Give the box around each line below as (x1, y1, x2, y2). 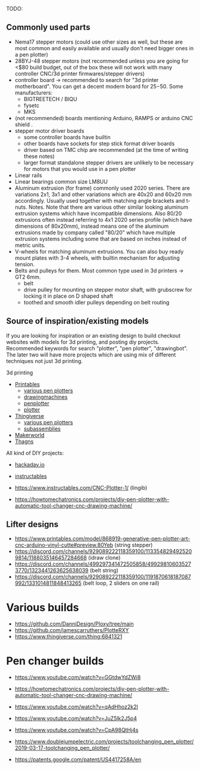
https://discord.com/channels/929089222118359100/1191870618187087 (14, 573, 192, 581)
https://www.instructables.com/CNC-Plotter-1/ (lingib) (14, 484, 148, 491)
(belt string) (89, 567, 119, 574)
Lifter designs (6, 520, 58, 530)
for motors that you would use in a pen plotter (23, 165, 136, 172)
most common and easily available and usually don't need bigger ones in (14, 44, 194, 51)
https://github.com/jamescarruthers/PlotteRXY (14, 627, 129, 634)
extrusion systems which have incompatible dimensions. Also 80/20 (14, 209, 182, 217)
